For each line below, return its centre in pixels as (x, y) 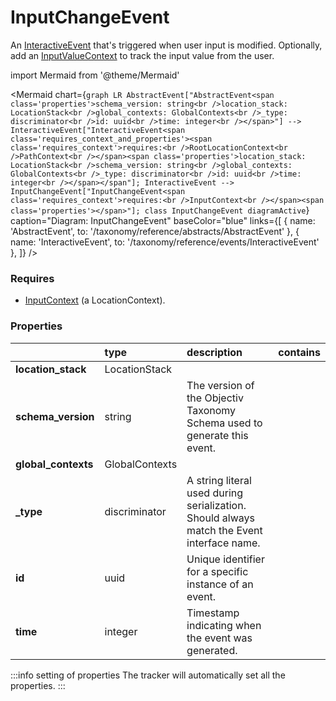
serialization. (216, 505)
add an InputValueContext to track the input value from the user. (142, 55)
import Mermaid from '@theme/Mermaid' (95, 75)
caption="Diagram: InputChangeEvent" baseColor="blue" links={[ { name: (163, 220)
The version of (220, 385)
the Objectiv (215, 398)
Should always (220, 518)
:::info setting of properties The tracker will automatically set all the (148, 675)
